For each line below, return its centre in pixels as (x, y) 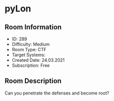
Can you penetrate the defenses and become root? (57, 93)
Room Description (33, 81)
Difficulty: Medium (31, 44)
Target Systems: (29, 55)
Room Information (33, 27)
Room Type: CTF (29, 50)
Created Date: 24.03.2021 (38, 60)
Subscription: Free (31, 65)
